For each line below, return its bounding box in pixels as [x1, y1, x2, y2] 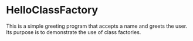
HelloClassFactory [6, 3, 99, 17]
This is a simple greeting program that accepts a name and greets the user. [6, 23, 188, 29]
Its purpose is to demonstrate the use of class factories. [6, 28, 141, 35]
